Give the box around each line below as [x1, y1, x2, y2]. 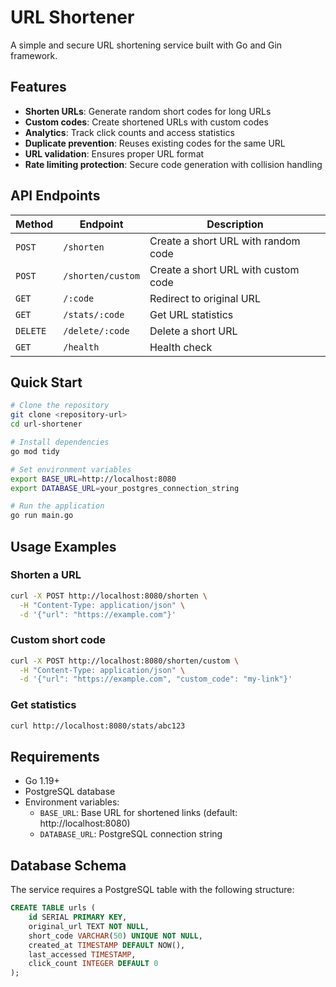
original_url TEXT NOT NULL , [28, 921, 150, 931]
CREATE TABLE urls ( [10, 903, 97, 913]
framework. [10, 49, 58, 61]
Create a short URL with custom [149, 262, 300, 276]
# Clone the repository [10, 401, 110, 411]
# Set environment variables [10, 464, 132, 475]
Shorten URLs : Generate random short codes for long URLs [24, 105, 272, 117]
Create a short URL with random [149, 234, 301, 248]
